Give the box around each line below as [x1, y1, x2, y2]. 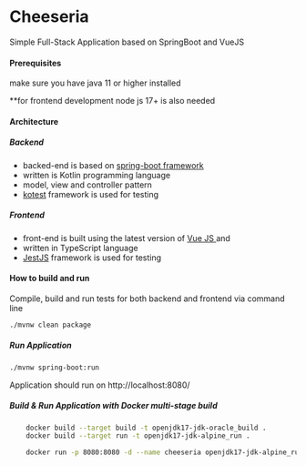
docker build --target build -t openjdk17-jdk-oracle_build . [25, 423, 267, 432]
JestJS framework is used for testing [22, 252, 162, 263]
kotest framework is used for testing [22, 188, 159, 199]
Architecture [9, 116, 59, 127]
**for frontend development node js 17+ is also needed [9, 96, 216, 106]
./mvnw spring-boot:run [9, 362, 100, 372]
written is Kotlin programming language [22, 169, 171, 180]
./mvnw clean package [9, 320, 92, 329]
